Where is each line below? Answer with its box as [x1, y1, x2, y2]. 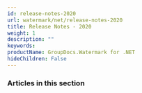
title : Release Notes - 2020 [7, 23, 92, 30]
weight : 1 [7, 29, 36, 37]
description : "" [7, 36, 54, 43]
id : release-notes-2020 [7, 10, 77, 17]
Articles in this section [7, 78, 85, 87]
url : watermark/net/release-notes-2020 [7, 17, 123, 24]
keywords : [7, 42, 36, 49]
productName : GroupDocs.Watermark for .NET [7, 49, 136, 56]
